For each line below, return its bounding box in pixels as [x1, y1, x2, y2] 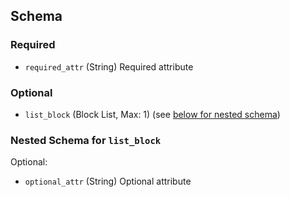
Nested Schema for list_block [10, 133, 162, 147]
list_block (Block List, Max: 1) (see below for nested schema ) [24, 108, 281, 120]
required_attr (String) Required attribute [24, 60, 194, 73]
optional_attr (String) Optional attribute [24, 175, 192, 188]
